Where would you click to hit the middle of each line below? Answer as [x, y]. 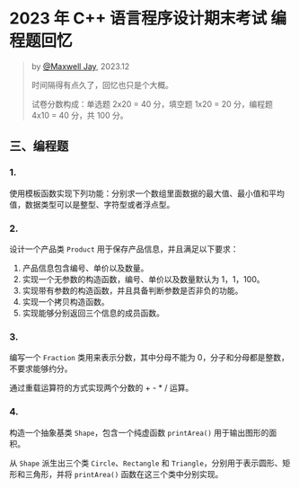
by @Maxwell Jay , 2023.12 [80, 66]
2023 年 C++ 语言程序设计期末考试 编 [148, 18]
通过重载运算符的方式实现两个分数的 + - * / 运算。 [101, 388]
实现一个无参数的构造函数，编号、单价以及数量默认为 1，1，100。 [143, 279]
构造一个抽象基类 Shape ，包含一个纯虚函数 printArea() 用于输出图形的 [139, 432]
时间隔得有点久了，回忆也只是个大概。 [102, 84]
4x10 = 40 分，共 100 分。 [79, 115]
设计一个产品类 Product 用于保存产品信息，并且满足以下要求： [124, 249]
